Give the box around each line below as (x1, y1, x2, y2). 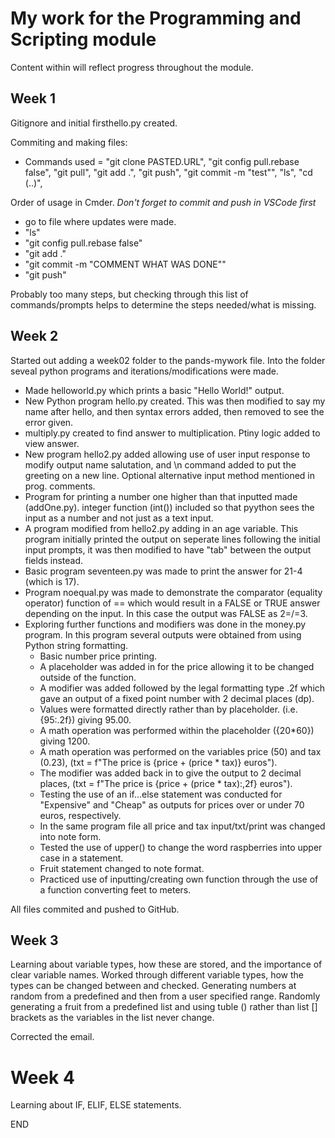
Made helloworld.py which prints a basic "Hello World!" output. (24, 384, 285, 396)
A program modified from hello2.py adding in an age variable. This (24, 522, 299, 534)
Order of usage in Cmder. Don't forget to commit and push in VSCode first (10, 196, 317, 208)
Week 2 (10, 328, 59, 345)
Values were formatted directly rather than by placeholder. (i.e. (39, 703, 298, 715)
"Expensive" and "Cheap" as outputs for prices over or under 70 (39, 798, 305, 811)
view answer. (24, 437, 80, 449)
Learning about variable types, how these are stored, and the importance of (10, 958, 323, 971)
